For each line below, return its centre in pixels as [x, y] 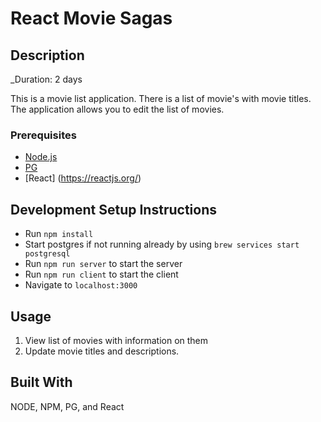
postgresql [47, 254]
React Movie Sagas [91, 18]
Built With [41, 382]
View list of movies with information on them [116, 340]
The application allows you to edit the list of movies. [117, 109]
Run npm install [59, 234]
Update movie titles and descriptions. [102, 351]
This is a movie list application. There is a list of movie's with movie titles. [161, 98]
